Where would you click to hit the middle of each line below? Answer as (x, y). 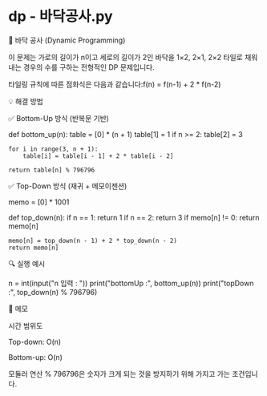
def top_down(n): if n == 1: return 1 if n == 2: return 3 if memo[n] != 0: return (134, 217)
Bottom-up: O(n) (35, 357)
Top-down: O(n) (35, 341)
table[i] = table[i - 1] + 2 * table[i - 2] (98, 156)
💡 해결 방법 (26, 101)
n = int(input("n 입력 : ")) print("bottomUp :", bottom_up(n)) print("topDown (131, 283)
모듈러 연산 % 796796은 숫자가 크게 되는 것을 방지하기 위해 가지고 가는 (119, 374)
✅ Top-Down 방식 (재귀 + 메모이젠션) (68, 186)
